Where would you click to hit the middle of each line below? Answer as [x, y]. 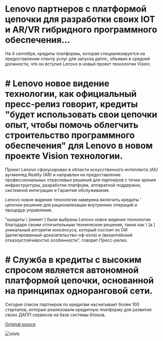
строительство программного [70, 135]
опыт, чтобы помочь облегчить [72, 125]
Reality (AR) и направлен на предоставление [74, 174]
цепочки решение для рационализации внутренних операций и [71, 205]
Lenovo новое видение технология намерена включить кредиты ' [73, 199]
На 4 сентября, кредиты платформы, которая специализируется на [75, 53]
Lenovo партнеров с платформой [76, 9]
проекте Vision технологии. [64, 156]
